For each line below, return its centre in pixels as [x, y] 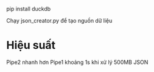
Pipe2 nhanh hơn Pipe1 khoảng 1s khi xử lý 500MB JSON [77, 62]
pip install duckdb [29, 9]
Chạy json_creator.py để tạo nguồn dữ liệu [59, 20]
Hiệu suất [31, 45]
